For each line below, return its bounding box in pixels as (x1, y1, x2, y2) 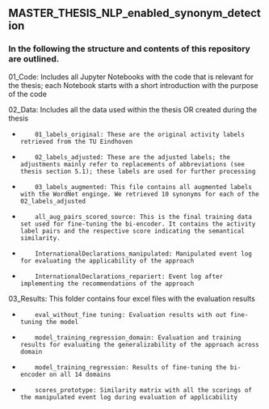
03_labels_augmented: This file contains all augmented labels (35, 183, 252, 191)
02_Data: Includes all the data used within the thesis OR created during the (8, 104, 258, 114)
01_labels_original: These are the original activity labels (35, 130, 245, 138)
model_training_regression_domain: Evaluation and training (35, 333, 242, 342)
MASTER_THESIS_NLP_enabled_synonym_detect (8, 6, 261, 20)
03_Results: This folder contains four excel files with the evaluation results (8, 293, 256, 303)
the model (45, 318, 79, 326)
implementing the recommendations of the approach (19, 279, 195, 288)
